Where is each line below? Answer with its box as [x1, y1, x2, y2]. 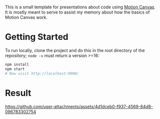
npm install [5, 62, 29, 67]
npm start [5, 67, 25, 71]
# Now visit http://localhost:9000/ [5, 71, 79, 76]
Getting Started [5, 32, 69, 43]
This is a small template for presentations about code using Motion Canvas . [5, 4, 156, 10]
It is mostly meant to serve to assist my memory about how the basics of [5, 9, 150, 15]
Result [5, 87, 32, 99]
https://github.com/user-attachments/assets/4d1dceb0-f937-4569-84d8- [5, 103, 153, 109]
